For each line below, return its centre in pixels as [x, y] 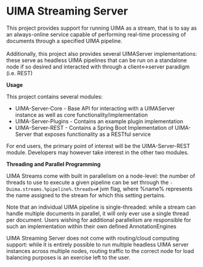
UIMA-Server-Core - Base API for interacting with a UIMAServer [95, 108]
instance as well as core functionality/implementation [82, 115]
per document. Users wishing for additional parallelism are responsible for [99, 220]
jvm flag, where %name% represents [146, 189]
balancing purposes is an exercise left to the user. [68, 257]
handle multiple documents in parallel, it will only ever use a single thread [98, 213]
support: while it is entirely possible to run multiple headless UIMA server [98, 245]
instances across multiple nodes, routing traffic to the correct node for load [100, 251]
